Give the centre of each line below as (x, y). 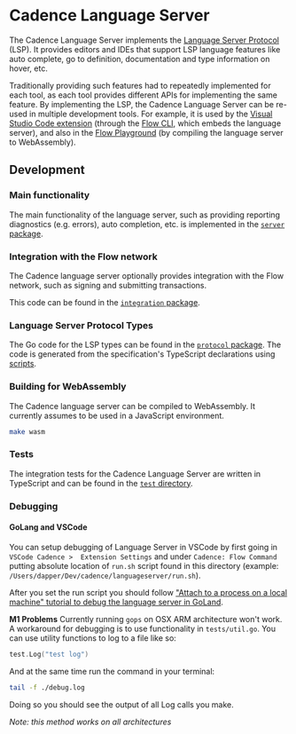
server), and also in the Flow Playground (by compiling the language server (146, 132)
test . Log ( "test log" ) (49, 654)
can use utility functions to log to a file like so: (93, 638)
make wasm (27, 431)
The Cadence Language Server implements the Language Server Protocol (144, 40)
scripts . (23, 364)
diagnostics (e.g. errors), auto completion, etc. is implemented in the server (147, 224)
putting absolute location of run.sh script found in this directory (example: (144, 565)
